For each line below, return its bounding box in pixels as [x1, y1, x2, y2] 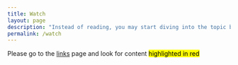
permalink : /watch [7, 30, 62, 37]
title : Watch [7, 10, 46, 18]
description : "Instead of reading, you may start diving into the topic [7, 23, 227, 30]
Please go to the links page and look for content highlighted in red [7, 49, 200, 58]
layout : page [7, 17, 46, 24]
